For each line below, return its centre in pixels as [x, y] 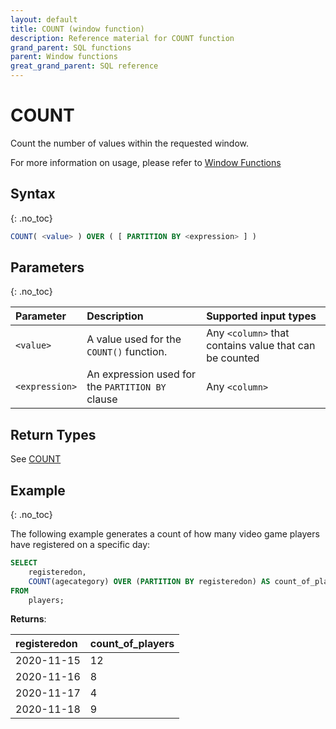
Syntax [33, 194]
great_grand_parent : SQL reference [84, 66]
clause [102, 399]
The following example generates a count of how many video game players [165, 534]
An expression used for [141, 374]
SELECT [24, 563]
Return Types [53, 434]
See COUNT [36, 459]
